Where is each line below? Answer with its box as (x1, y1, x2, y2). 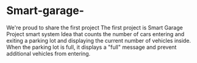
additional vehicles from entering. (6, 50, 91, 57)
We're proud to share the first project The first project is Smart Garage (6, 24, 183, 31)
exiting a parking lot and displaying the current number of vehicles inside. (6, 37, 191, 44)
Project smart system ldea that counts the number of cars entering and (6, 30, 185, 37)
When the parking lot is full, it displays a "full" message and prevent (6, 43, 177, 51)
